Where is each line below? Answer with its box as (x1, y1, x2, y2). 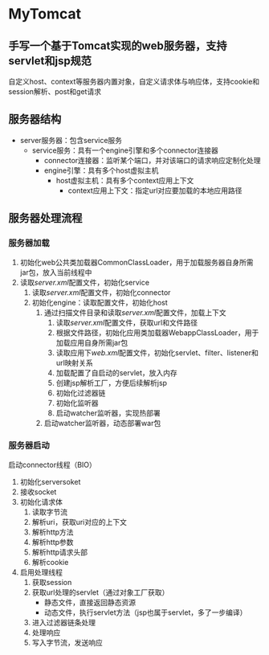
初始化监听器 (55, 398, 99, 407)
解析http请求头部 (31, 547, 88, 557)
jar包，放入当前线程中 (19, 267, 92, 277)
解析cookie (31, 557, 69, 567)
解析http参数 (31, 537, 74, 547)
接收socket (19, 487, 57, 497)
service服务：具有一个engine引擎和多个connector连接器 (31, 145, 219, 155)
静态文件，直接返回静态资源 (43, 597, 137, 607)
